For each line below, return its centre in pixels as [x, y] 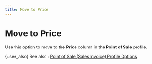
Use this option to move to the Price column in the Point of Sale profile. [76, 47]
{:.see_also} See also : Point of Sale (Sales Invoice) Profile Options [71, 56]
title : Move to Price [27, 9]
